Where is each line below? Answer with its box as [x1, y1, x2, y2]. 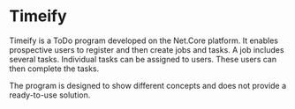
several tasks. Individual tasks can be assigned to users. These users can [9, 54, 276, 64]
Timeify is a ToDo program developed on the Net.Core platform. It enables [9, 35, 278, 46]
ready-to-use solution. [9, 90, 91, 100]
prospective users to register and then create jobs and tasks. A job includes [9, 44, 284, 54]
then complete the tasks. [9, 63, 100, 74]
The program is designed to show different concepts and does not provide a [9, 80, 287, 91]
